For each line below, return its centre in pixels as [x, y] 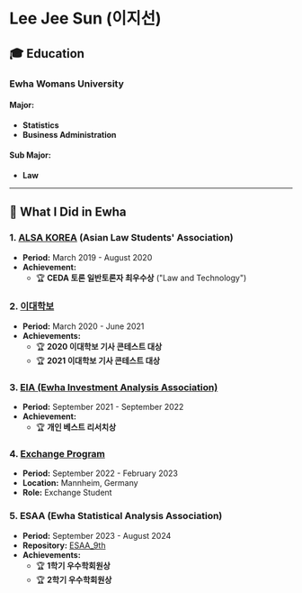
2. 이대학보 [32, 306]
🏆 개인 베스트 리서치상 [76, 427]
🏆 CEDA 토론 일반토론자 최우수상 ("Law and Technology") [141, 278]
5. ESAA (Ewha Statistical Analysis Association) [116, 516]
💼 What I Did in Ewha [68, 212]
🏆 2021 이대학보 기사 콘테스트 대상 [98, 360]
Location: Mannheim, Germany [80, 483]
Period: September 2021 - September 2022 [103, 407]
